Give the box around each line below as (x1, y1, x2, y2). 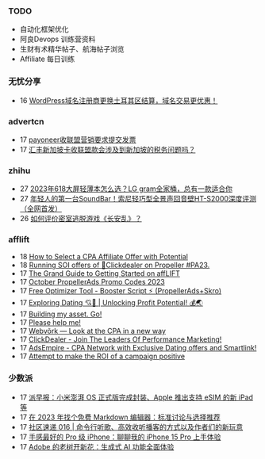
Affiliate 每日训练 (19, 54, 75, 64)
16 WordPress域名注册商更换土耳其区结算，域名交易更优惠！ (19, 95, 218, 105)
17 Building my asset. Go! (19, 309, 102, 319)
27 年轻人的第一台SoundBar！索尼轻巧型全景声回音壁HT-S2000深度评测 (19, 194, 256, 204)
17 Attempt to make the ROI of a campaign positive (19, 351, 185, 361)
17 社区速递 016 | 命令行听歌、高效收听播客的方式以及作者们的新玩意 (19, 422, 244, 431)
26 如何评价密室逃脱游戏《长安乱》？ (19, 214, 142, 224)
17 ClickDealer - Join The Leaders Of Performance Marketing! (19, 335, 222, 344)
